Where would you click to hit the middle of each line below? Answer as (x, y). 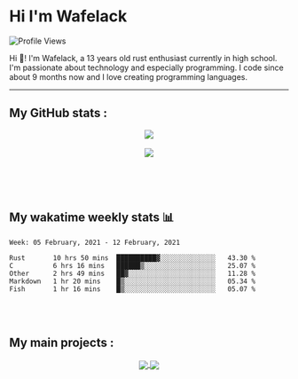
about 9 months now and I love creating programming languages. (129, 76)
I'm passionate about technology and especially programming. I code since (146, 67)
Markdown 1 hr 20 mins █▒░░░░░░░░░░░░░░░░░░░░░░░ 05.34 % (132, 281)
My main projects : (62, 342)
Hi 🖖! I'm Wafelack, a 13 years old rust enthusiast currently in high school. (143, 58)
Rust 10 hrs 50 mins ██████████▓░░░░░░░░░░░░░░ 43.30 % (132, 258)
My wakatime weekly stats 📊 (92, 218)
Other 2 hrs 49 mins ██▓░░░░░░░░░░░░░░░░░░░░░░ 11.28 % (132, 273)
